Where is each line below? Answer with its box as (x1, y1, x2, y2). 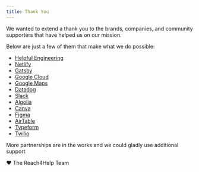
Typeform (14, 123, 39, 130)
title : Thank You (6, 8, 49, 15)
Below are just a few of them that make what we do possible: (6, 43, 155, 50)
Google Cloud (14, 73, 49, 80)
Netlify (14, 60, 31, 68)
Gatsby (14, 66, 33, 74)
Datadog (14, 85, 36, 93)
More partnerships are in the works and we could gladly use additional (6, 141, 179, 148)
